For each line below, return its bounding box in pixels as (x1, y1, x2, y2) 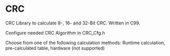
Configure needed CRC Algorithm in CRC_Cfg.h (5, 30, 105, 36)
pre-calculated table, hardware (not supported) (5, 45, 105, 51)
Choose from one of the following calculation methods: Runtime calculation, (5, 39, 165, 46)
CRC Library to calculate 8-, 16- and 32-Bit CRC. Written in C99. (5, 20, 140, 26)
